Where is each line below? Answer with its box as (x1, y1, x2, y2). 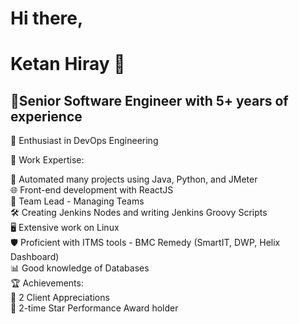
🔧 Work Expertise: (10, 154, 85, 166)
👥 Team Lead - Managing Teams (10, 195, 145, 207)
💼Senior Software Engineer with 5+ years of (10, 92, 289, 109)
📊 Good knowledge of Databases (10, 262, 150, 274)
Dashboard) (10, 251, 60, 263)
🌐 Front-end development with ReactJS (10, 184, 174, 196)
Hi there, (10, 7, 84, 30)
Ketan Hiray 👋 (10, 53, 126, 76)
